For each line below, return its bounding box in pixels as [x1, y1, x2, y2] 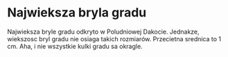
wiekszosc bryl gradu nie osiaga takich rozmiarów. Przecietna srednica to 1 [7, 34, 222, 43]
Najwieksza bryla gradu [7, 5, 147, 21]
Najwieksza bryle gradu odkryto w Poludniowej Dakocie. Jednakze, [7, 27, 200, 36]
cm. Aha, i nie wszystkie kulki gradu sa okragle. [7, 42, 143, 50]
